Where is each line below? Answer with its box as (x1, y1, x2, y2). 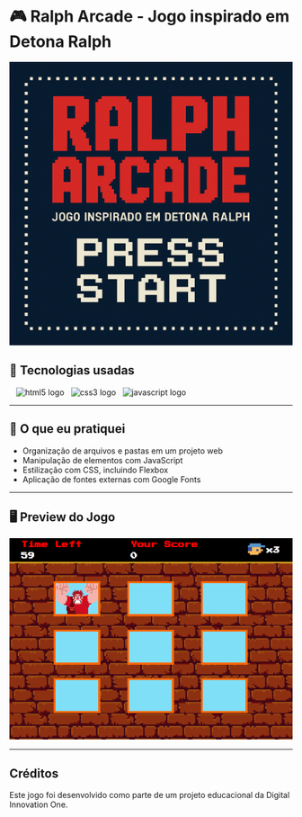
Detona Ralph (9, 31, 112, 52)
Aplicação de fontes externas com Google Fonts (22, 473, 201, 485)
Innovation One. (9, 799, 68, 810)
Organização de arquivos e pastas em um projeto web (22, 445, 223, 456)
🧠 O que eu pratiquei (9, 421, 126, 436)
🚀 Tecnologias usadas (9, 363, 135, 378)
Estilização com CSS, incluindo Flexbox (22, 464, 169, 475)
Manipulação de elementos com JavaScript (22, 454, 183, 465)
